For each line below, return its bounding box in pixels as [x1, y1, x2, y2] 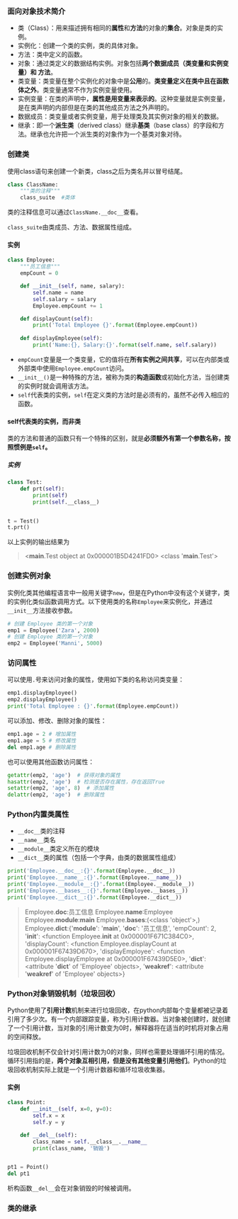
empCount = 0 [20, 270, 59, 277]
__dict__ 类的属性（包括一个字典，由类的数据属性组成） [17, 854, 181, 862]
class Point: [7, 1099, 46, 1106]
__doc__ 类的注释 [17, 827, 65, 835]
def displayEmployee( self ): [20, 335, 103, 342]
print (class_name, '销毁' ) [33, 1145, 110, 1152]
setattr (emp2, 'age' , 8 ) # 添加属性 [7, 785, 115, 792]
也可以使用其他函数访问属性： [7, 757, 94, 766]
